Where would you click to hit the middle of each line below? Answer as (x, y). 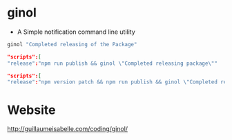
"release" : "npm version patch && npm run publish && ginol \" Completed (112, 82)
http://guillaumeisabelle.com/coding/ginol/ (68, 129)
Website (31, 110)
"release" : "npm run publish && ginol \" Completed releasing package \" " (112, 63)
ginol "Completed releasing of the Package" (72, 44)
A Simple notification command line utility (76, 32)
